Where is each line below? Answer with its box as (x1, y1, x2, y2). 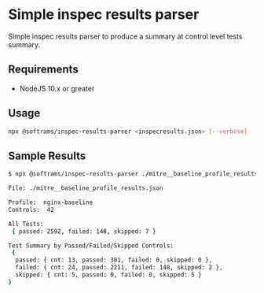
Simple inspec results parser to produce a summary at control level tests (8, 32, 243, 41)
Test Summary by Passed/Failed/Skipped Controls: (8, 242, 174, 250)
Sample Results (8, 149, 86, 162)
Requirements (8, 63, 79, 76)
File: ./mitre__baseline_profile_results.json (8, 184, 163, 192)
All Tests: (8, 220, 44, 228)
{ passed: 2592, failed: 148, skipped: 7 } (11, 227, 156, 236)
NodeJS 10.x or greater (19, 83, 95, 93)
